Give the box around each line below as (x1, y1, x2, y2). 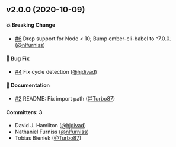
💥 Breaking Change (6, 21, 56, 29)
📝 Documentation (6, 82, 50, 89)
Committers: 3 (6, 108, 43, 115)
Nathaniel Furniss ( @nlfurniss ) (14, 128, 89, 136)
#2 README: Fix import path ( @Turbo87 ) (14, 95, 116, 102)
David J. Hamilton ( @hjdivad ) (14, 122, 86, 129)
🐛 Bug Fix (6, 55, 30, 62)
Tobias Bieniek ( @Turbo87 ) (14, 135, 82, 142)
